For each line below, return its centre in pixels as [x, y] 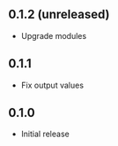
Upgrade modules [54, 35]
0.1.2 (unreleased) [59, 15]
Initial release [45, 134]
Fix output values [52, 85]
